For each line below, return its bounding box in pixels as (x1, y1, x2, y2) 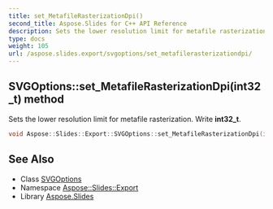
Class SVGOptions (19, 174, 82, 184)
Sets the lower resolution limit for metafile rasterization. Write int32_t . (8, 114, 241, 124)
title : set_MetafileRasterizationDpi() (8, 11, 144, 20)
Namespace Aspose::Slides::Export (19, 182, 139, 192)
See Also (8, 152, 54, 167)
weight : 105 (8, 42, 49, 50)
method (24, 93, 65, 107)
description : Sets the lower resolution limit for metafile (8, 27, 217, 35)
